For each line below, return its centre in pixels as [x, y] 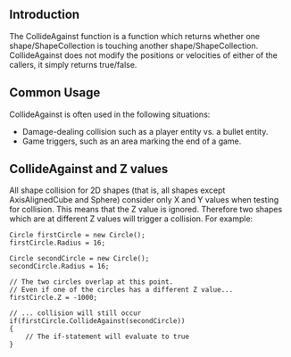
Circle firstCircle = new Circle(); [77, 236]
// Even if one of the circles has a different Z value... [121, 290]
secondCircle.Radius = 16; [59, 267]
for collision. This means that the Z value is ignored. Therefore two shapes [146, 210]
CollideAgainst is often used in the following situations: [110, 114]
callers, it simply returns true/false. [73, 64]
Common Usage [55, 93]
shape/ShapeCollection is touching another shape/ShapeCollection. [134, 46]
